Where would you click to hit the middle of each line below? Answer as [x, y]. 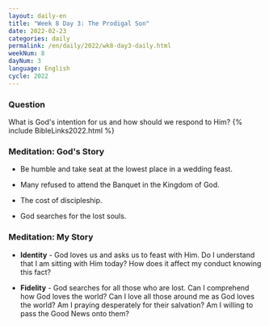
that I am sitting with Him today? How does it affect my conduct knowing [141, 263]
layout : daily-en [38, 16]
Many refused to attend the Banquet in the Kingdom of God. [120, 185]
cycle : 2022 [28, 76]
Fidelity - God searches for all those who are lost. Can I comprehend [134, 287]
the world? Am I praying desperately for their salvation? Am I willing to [137, 305]
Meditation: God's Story [57, 151]
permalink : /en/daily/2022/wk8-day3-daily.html [90, 46]
